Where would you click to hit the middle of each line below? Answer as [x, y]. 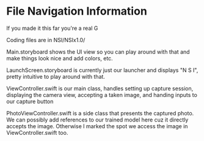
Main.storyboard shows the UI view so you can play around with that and [98, 52]
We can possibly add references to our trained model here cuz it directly [97, 120]
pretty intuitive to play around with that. [56, 76]
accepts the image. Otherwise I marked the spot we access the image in [97, 126]
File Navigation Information [77, 11]
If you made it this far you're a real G [52, 28]
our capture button [30, 101]
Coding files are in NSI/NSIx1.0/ [46, 40]
